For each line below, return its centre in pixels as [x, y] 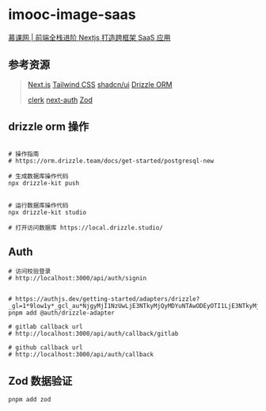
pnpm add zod [30, 400]
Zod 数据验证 [40, 381]
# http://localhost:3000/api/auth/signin [78, 279]
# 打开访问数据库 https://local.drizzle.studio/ [86, 227]
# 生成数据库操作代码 [38, 176]
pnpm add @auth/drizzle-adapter [61, 313]
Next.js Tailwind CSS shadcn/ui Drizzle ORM [100, 84]
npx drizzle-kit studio [47, 212]
